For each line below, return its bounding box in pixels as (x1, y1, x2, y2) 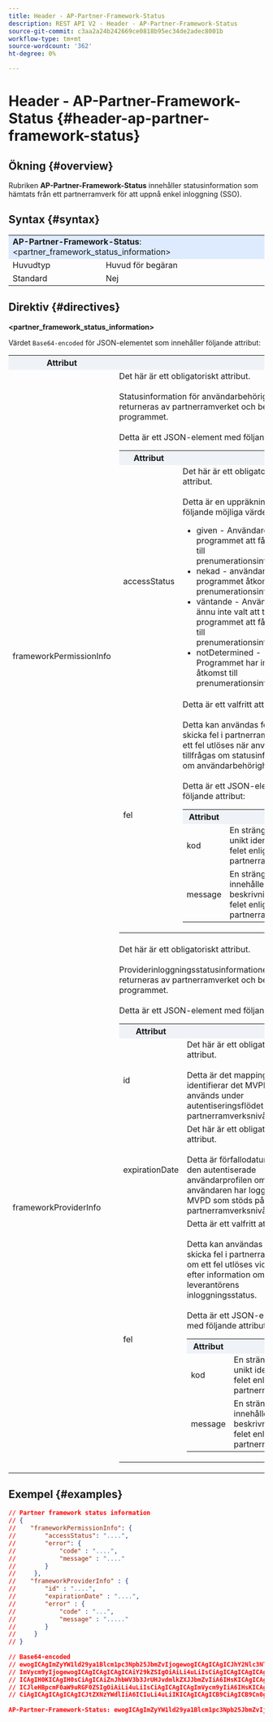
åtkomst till (196, 667, 238, 679)
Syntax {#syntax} (8, 213, 100, 226)
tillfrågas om (182, 749, 230, 761)
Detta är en (182, 496, 225, 507)
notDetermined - (196, 647, 262, 658)
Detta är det (186, 1069, 232, 1080)
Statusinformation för (119, 390, 201, 402)
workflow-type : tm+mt (8, 34, 82, 43)
